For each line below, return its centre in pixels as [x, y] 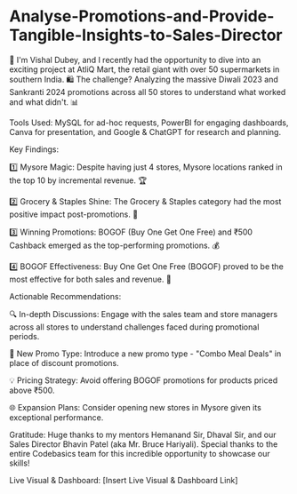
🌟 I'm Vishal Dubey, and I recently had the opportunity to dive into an [135, 60]
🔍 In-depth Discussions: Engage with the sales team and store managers [144, 314]
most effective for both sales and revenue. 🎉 [90, 279]
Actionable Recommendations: [65, 296]
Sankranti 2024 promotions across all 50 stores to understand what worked [148, 92]
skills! [20, 463]
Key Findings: [34, 149]
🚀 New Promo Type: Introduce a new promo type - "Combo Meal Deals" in [145, 354]
